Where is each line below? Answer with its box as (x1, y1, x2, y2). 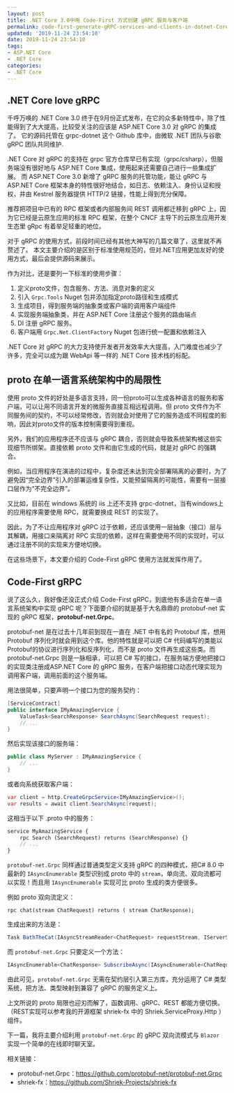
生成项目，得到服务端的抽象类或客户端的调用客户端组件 (17, 302, 176, 310)
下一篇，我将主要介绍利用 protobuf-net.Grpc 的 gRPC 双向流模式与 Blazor (7, 1031, 220, 1039)
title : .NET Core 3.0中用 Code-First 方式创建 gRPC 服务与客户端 (7, 17, 188, 24)
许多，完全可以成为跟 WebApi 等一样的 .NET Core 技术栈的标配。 (7, 351, 194, 360)
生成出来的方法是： (7, 920, 63, 929)
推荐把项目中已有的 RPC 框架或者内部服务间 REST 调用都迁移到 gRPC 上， (7, 205, 220, 213)
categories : (7, 62, 42, 69)
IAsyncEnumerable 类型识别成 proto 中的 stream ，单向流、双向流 (26, 870, 210, 878)
